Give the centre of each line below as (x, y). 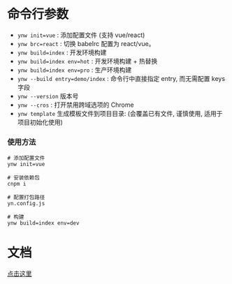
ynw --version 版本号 (48, 96)
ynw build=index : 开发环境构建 (62, 52)
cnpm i (17, 184)
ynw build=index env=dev (43, 223)
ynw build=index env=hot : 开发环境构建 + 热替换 (87, 61)
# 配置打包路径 (26, 197)
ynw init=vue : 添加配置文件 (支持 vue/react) (81, 35)
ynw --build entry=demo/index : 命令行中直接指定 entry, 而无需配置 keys (121, 78)
